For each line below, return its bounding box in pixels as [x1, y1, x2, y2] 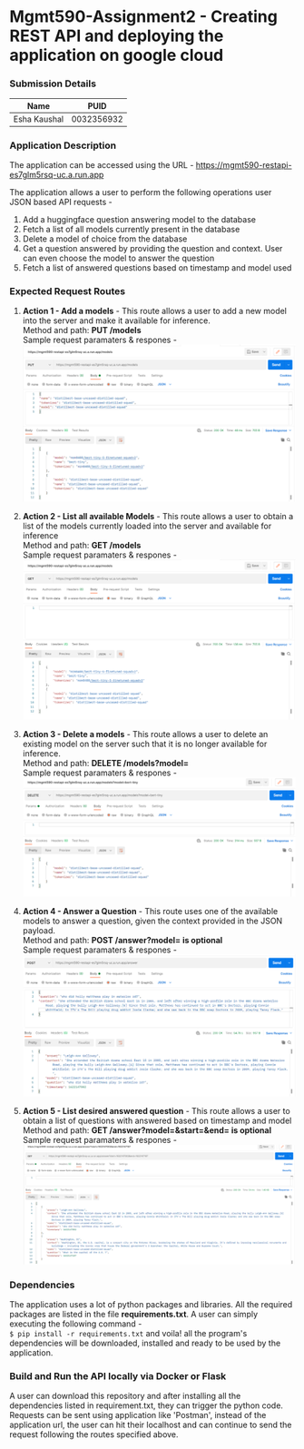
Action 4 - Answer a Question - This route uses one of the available [22, 905, 279, 916]
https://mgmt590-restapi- [195, 160, 292, 171]
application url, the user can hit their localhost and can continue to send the [9, 1419, 292, 1431]
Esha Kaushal [13, 113, 64, 124]
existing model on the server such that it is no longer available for [22, 738, 268, 749]
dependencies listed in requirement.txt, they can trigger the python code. [9, 1400, 284, 1411]
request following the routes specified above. [9, 1429, 179, 1440]
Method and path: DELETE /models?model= [22, 757, 189, 768]
